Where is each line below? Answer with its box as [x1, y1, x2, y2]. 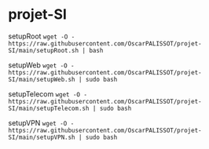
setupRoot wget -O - [8, 31, 75, 41]
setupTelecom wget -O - [8, 89, 88, 99]
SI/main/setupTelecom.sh [8, 104, 90, 112]
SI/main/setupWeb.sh [8, 75, 76, 83]
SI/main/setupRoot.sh [8, 46, 79, 54]
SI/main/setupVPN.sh [8, 133, 76, 141]
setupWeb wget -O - [8, 60, 75, 70]
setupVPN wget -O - [8, 118, 75, 127]
